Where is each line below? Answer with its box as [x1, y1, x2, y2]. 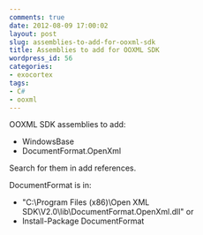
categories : [9, 63, 53, 72]
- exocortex [9, 71, 53, 80]
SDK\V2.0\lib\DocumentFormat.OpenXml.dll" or [21, 207, 194, 217]
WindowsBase [21, 136, 75, 147]
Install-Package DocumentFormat [21, 216, 145, 226]
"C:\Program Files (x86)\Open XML [21, 197, 150, 208]
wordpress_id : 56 [9, 54, 73, 63]
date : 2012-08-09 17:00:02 [9, 21, 109, 30]
